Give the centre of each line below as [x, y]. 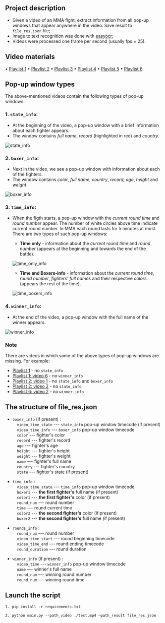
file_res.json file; [31, 31]
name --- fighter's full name [44, 461]
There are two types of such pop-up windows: [60, 234]
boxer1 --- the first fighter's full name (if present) [68, 492]
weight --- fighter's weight [44, 456]
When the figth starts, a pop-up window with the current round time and [86, 218]
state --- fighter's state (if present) [53, 472]
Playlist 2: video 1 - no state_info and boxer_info [62, 381]
